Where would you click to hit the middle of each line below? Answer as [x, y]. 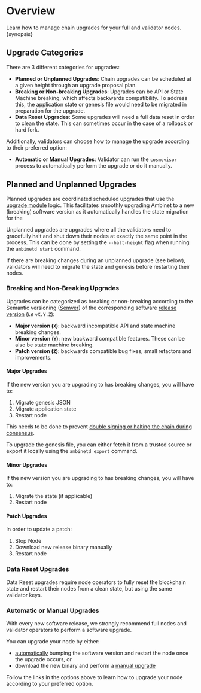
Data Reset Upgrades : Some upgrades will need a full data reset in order [105, 117]
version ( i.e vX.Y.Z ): [31, 314]
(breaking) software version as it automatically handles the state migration [98, 211]
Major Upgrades [27, 371]
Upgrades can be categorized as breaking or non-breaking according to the [100, 301]
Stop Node [28, 541]
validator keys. [24, 595]
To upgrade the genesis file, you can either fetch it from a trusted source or [99, 445]
